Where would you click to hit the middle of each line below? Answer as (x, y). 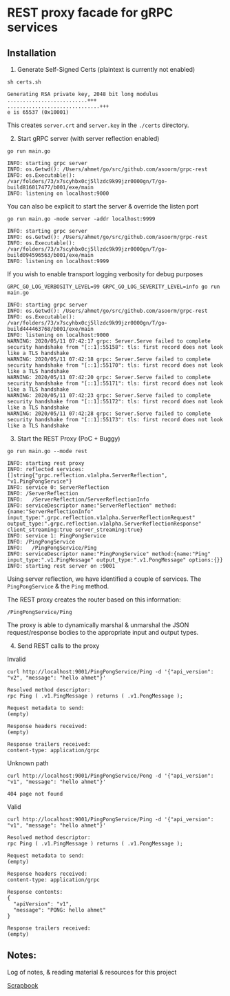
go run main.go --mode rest (48, 451)
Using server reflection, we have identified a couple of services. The (104, 579)
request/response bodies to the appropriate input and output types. (103, 632)
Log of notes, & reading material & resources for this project (92, 972)
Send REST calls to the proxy (58, 646)
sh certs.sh (24, 82)
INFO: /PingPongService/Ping (52, 548)
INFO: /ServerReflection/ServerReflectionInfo (78, 499)
